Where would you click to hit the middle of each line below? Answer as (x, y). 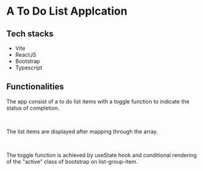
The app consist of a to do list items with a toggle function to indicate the (98, 101)
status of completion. (33, 108)
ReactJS (26, 55)
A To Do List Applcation (67, 11)
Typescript (29, 68)
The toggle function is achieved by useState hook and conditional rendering (101, 155)
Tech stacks (30, 34)
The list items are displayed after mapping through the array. (82, 131)
